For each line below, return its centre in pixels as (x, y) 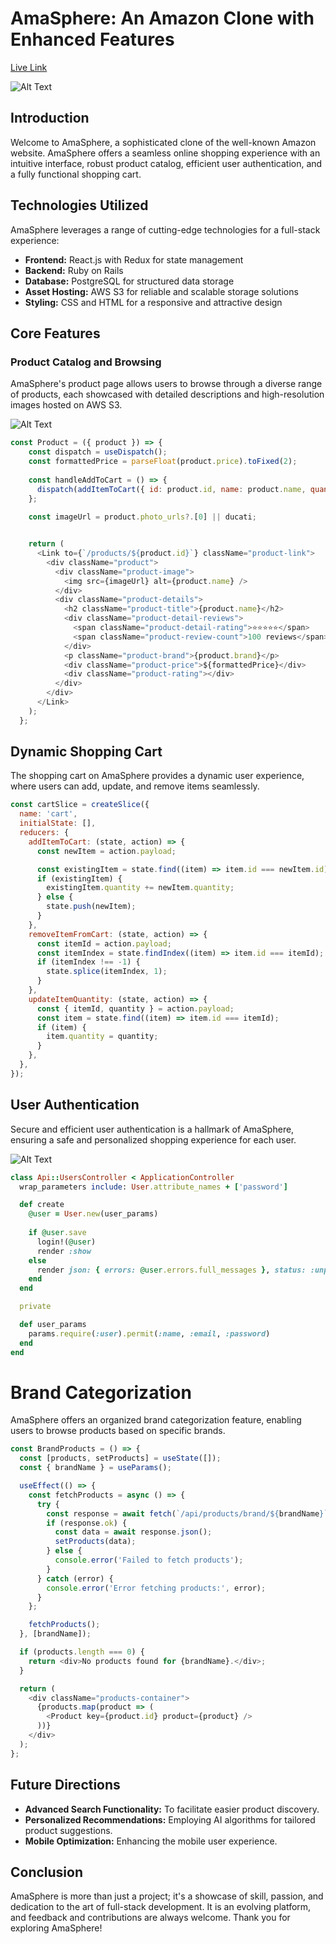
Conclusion (47, 1872)
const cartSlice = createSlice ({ (80, 805)
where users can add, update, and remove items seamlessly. (135, 786)
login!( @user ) (66, 1242)
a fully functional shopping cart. (76, 174)
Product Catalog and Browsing (86, 362)
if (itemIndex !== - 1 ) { (88, 962)
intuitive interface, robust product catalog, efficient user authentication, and (166, 163)
